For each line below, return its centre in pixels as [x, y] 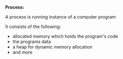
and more [22, 52]
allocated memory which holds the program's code [65, 36]
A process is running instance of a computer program [61, 17]
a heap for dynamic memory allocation [52, 47]
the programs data [32, 41]
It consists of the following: [33, 26]
